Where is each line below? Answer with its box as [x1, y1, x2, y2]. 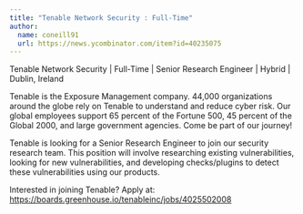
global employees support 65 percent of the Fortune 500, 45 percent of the [9, 110, 293, 121]
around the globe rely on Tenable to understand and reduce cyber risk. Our [9, 101, 291, 112]
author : [9, 22, 39, 31]
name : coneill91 [17, 30, 79, 39]
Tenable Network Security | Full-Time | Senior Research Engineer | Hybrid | [9, 64, 291, 75]
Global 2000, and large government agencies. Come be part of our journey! [9, 120, 293, 131]
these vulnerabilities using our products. [9, 167, 161, 178]
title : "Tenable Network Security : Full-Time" [9, 13, 194, 23]
